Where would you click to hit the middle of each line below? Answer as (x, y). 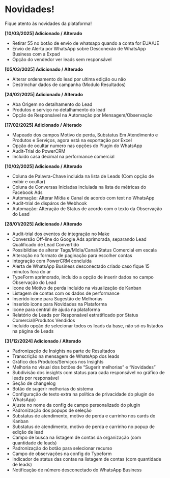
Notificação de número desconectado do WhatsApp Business (77, 470)
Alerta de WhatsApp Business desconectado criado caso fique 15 (81, 266)
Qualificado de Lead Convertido (46, 244)
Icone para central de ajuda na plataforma (56, 310)
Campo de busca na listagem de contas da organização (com (77, 437)
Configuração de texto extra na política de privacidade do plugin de (83, 394)
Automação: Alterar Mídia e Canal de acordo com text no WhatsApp (83, 198)
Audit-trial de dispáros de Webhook (49, 203)
